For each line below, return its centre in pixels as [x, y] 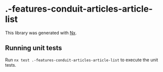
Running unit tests [34, 48]
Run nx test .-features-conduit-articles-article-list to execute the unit [81, 60]
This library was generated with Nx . [41, 33]
